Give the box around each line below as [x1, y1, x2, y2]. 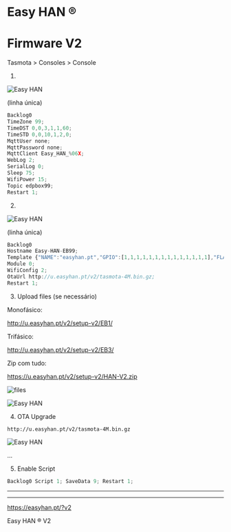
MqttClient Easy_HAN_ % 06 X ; [7, 150, 85, 157]
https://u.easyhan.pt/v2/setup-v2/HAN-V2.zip [7, 372, 137, 380]
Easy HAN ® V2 [7, 516, 52, 524]
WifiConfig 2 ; [7, 267, 48, 274]
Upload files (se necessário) [16, 292, 98, 300]
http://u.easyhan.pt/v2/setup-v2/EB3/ [7, 345, 115, 354]
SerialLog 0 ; [7, 163, 45, 170]
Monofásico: [7, 305, 43, 314]
